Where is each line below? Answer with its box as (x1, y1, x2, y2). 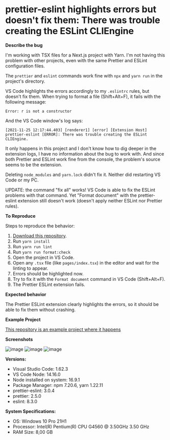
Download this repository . (12, 232, 67, 239)
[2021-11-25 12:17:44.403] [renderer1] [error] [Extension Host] (5, 127, 147, 133)
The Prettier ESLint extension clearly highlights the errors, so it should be (5, 301, 159, 307)
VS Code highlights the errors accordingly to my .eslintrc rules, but (5, 88, 150, 94)
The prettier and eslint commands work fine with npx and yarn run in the (5, 72, 163, 79)
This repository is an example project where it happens (5, 326, 121, 332)
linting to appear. (12, 265, 48, 271)
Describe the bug (5, 42, 43, 48)
